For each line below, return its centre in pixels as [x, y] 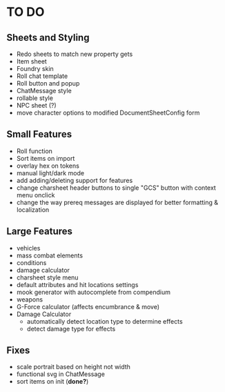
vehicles [28, 248]
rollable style [35, 98]
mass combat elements [50, 255]
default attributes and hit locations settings [77, 284]
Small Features [39, 134]
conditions [31, 262]
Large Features [40, 232]
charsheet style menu [47, 277]
